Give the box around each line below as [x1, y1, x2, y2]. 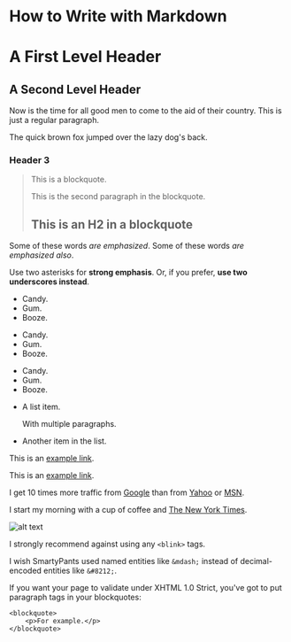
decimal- [240, 556, 272, 567]
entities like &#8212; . [43, 565, 118, 576]
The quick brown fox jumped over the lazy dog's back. [9, 132, 208, 143]
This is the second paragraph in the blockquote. [30, 191, 206, 202]
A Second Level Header [9, 81, 142, 97]
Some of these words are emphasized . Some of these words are [9, 241, 245, 251]
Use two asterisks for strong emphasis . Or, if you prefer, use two [9, 267, 248, 278]
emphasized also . [9, 250, 74, 260]
